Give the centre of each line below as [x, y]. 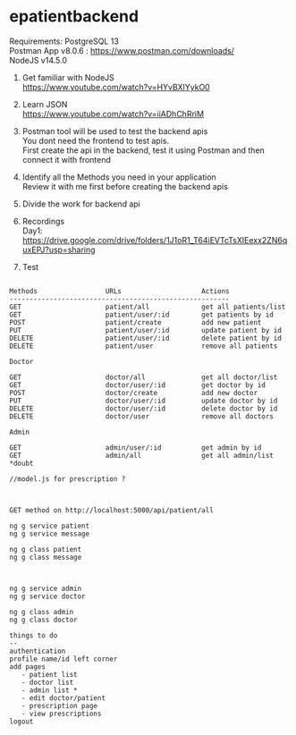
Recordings [43, 221]
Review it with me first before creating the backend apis [125, 186]
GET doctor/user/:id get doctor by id [138, 385]
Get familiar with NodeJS [68, 77]
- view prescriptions [61, 714]
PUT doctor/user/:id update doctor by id [144, 401]
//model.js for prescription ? [68, 479]
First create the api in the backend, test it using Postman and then [144, 150]
